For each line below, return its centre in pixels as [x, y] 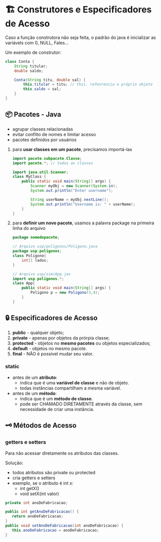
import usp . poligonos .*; [38, 279]
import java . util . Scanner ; [40, 172]
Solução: [14, 463]
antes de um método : [35, 393]
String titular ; [31, 66]
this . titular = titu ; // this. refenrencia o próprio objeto [88, 85]
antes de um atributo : [35, 377]
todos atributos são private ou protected [54, 472]
